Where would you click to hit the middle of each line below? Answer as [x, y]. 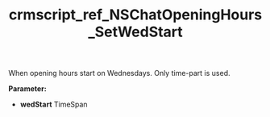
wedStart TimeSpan [54, 104]
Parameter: [27, 89]
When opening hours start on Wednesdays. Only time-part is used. [119, 73]
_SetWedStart [135, 32]
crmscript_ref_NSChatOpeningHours [135, 15]
